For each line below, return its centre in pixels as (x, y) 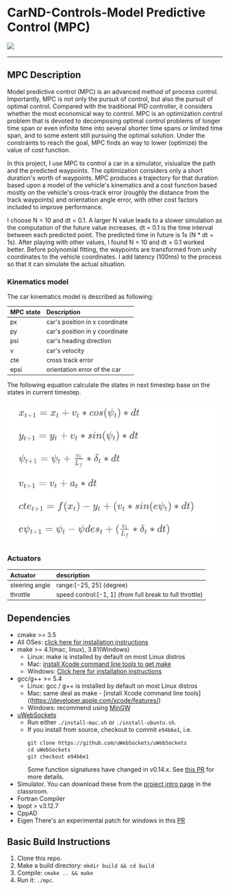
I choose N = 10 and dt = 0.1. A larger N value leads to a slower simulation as (115, 220)
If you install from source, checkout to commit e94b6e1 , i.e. (110, 729)
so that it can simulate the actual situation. (67, 264)
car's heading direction (79, 341)
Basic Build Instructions (59, 842)
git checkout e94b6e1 (58, 757)
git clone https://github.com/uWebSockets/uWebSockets (107, 743)
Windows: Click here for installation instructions (94, 671)
